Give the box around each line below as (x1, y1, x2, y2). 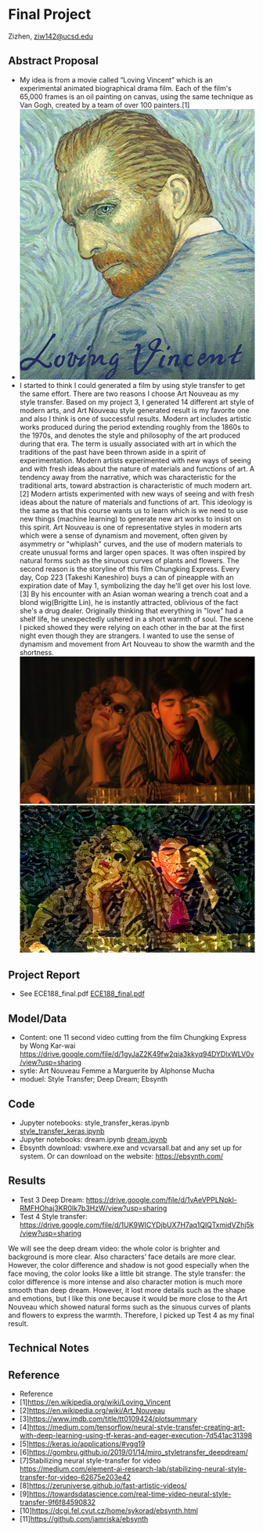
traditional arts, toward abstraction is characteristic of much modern (19, 481, 240, 490)
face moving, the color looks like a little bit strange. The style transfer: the (8, 1269, 246, 1278)
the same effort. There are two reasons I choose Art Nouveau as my (19, 389, 240, 398)
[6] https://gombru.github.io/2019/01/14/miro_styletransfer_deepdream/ (19, 1447, 249, 1456)
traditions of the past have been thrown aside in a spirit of (19, 448, 206, 457)
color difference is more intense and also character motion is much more (8, 1276, 243, 1286)
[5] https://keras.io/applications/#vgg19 (19, 1439, 146, 1449)
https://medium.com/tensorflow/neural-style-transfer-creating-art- (29, 1422, 246, 1431)
